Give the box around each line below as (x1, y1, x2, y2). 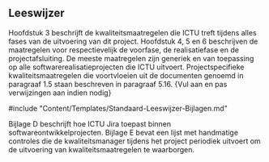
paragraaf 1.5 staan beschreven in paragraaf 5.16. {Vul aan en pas (8, 79, 228, 89)
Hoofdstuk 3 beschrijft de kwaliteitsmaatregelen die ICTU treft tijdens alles (8, 27, 257, 37)
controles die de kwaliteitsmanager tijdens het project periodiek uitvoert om (8, 136, 261, 146)
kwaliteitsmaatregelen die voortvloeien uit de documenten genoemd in (8, 70, 244, 80)
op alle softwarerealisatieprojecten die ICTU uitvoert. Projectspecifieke (8, 62, 245, 72)
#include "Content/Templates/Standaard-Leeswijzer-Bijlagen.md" (8, 103, 228, 113)
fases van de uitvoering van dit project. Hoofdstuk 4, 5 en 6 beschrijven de (8, 36, 258, 46)
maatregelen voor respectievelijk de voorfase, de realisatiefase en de (8, 44, 239, 55)
